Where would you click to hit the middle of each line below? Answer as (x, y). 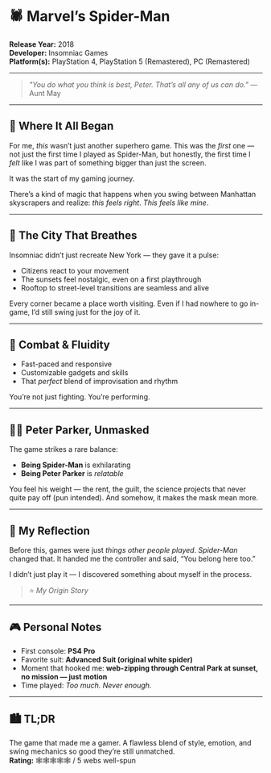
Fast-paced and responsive (66, 364)
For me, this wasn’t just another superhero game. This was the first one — (132, 145)
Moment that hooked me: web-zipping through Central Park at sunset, (139, 668)
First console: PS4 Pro (58, 650)
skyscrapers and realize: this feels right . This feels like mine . (109, 203)
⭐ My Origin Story (59, 590)
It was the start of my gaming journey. (72, 178)
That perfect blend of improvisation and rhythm (99, 382)
